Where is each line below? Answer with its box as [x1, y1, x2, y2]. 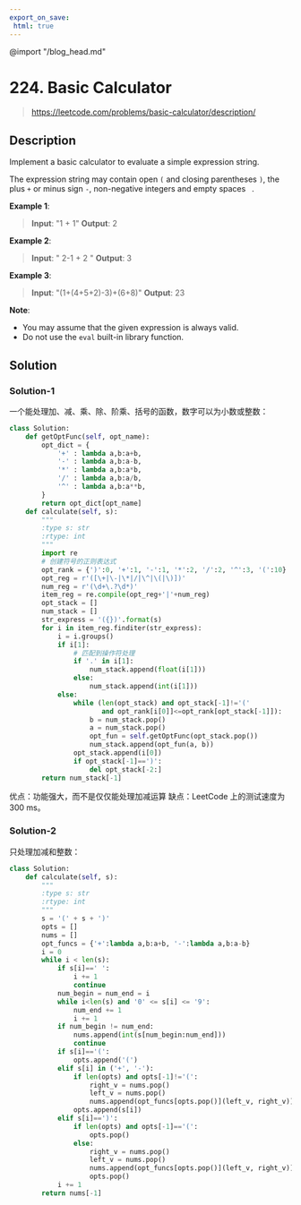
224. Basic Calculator [9, 77, 172, 98]
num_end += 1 [73, 1005, 123, 1014]
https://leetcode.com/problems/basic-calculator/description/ [30, 107, 256, 117]
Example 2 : [9, 235, 52, 246]
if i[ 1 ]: [56, 640, 90, 649]
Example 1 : [9, 201, 50, 211]
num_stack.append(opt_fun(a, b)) [89, 740, 215, 749]
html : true [13, 21, 54, 30]
